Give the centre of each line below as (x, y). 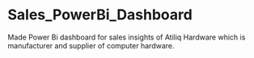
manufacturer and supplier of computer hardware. (91, 45)
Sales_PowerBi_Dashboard (100, 15)
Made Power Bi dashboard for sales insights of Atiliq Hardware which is (127, 37)
